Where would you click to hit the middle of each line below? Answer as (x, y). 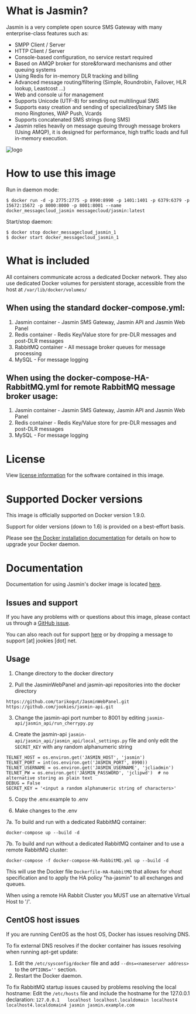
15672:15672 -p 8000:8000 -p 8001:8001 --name (64, 206)
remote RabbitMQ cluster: (37, 850)
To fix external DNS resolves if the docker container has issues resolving (94, 945)
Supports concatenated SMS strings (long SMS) (72, 119)
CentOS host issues (43, 920)
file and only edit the (153, 740)
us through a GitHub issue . (38, 623)
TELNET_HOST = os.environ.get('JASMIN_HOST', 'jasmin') (75, 757)
